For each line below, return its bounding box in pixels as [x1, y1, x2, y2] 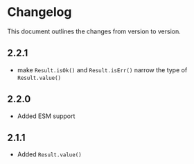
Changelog [7, 4, 72, 20]
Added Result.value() [17, 150, 82, 158]
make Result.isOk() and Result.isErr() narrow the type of [17, 65, 188, 74]
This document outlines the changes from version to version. [7, 27, 182, 35]
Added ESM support [17, 112, 76, 120]
